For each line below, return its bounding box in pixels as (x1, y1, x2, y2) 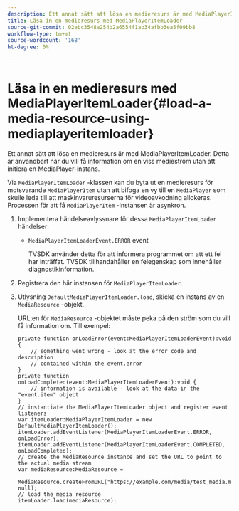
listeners (17, 410, 48, 417)
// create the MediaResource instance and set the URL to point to (17, 453, 222, 460)
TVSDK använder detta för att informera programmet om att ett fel (28, 250, 222, 258)
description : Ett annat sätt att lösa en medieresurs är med (7, 10, 193, 18)
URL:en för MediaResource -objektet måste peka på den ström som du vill (17, 314, 230, 322)
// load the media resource (17, 490, 101, 498)
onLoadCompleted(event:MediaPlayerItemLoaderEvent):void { (17, 379, 197, 386)
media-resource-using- (7, 111, 151, 127)
